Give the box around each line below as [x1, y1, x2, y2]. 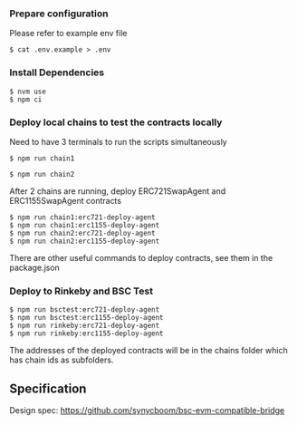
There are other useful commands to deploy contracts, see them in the [9, 252, 273, 263]
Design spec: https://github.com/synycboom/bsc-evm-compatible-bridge [9, 405, 285, 415]
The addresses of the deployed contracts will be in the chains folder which [9, 345, 288, 356]
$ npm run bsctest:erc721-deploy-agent [9, 305, 160, 314]
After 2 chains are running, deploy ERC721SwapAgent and [9, 185, 226, 197]
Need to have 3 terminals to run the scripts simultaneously [9, 136, 228, 147]
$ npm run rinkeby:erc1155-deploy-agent [9, 329, 165, 338]
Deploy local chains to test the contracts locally [9, 116, 223, 129]
